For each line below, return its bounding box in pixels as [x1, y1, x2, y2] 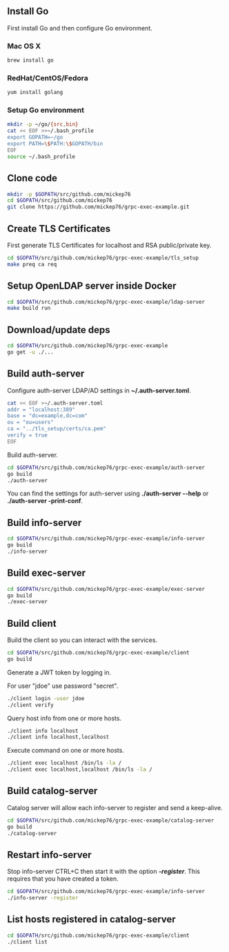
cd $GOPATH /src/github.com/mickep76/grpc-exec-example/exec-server [7, 585, 206, 592]
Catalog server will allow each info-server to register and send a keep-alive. [7, 803, 223, 812]
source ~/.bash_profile [7, 153, 76, 160]
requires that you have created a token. [7, 875, 119, 883]
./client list [7, 938, 48, 945]
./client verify [7, 702, 54, 708]
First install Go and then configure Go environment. [7, 24, 153, 32]
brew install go [7, 57, 54, 64]
